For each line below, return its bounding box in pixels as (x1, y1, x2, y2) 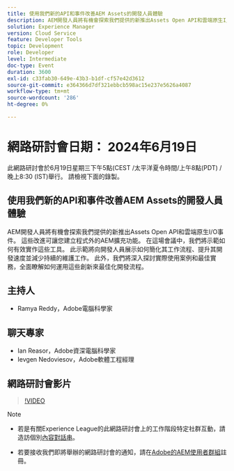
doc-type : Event (7, 62, 54, 69)
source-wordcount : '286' (7, 95, 79, 102)
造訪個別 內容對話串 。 (17, 433, 79, 442)
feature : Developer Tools (7, 36, 82, 43)
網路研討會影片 (7, 378, 72, 389)
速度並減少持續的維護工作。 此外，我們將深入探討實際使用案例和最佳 (13, 254, 210, 262)
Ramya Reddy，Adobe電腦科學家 (17, 304, 113, 313)
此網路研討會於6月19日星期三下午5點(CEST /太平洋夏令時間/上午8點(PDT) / (7, 163, 222, 171)
